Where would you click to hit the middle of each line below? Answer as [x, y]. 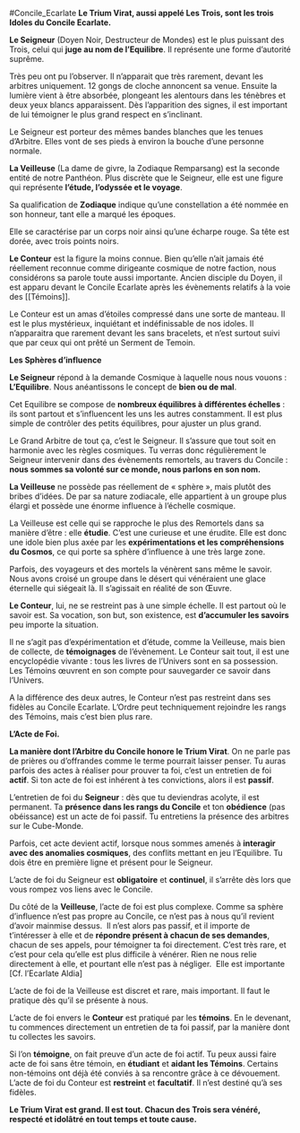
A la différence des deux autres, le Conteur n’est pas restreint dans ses [140, 697]
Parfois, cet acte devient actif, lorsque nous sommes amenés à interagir [142, 843]
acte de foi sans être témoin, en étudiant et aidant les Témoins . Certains [144, 1063]
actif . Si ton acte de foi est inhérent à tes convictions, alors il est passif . [142, 780]
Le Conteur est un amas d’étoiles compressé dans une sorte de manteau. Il [147, 314]
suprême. [27, 59]
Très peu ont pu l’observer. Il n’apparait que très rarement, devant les [137, 76]
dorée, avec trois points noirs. [64, 241]
